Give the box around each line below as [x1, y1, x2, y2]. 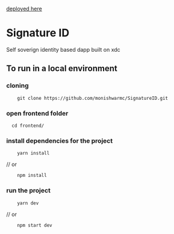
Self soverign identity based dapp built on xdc [6, 46, 120, 53]
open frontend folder [6, 109, 69, 117]
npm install [17, 173, 47, 179]
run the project [6, 186, 51, 195]
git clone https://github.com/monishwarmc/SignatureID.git [17, 95, 169, 101]
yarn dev [17, 200, 39, 206]
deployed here [6, 5, 42, 12]
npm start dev [17, 222, 52, 228]
